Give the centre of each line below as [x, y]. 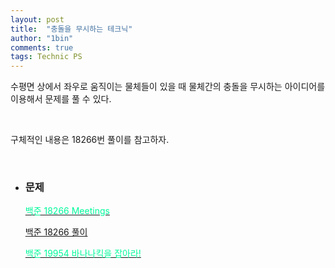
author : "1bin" [42, 38]
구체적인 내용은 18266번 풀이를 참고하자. [90, 140]
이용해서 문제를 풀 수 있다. [61, 99]
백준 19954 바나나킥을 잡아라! [83, 253]
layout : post [37, 19]
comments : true [42, 47]
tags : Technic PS [46, 57]
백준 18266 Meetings [67, 211]
